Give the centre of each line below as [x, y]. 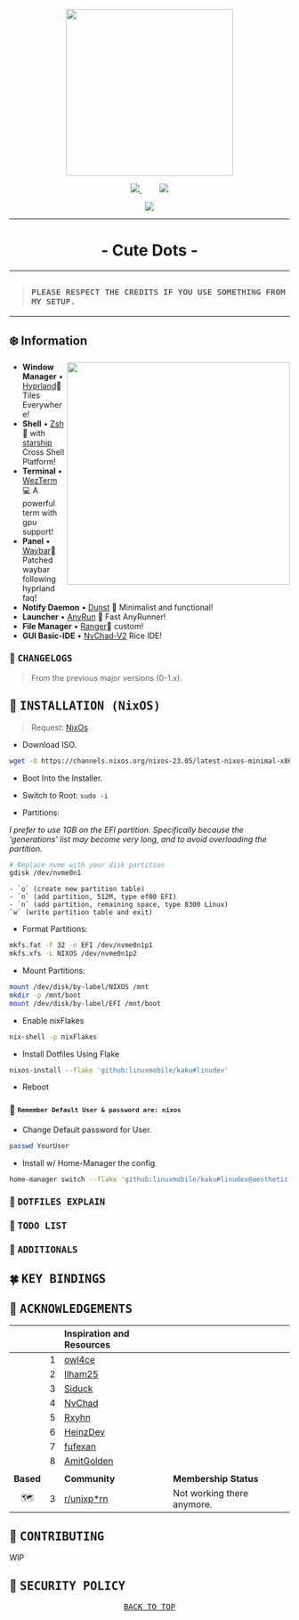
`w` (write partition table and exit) [81, 912]
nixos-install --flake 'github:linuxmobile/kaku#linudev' [119, 1070]
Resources [87, 1345]
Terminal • [42, 471]
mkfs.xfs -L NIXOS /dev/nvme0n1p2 [73, 954]
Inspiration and [97, 1333]
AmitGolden [89, 1462]
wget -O [24, 761]
